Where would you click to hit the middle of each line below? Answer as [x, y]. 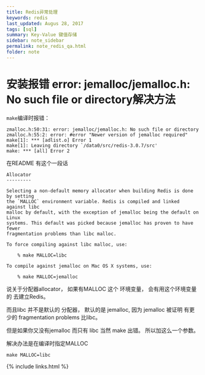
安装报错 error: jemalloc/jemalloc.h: [98, 84]
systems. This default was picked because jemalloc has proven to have [100, 223]
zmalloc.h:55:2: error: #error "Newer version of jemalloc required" [97, 135]
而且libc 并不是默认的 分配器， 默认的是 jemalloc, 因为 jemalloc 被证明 [95, 309]
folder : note [23, 52]
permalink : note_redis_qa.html [46, 47]
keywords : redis [27, 18]
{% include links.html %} [37, 366]
